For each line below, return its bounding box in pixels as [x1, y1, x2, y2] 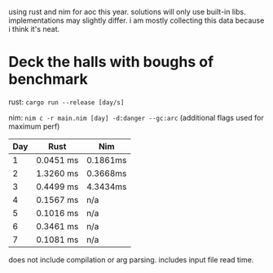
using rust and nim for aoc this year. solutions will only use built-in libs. [8, 7, 246, 16]
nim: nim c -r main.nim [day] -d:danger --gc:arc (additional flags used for [8, 112, 264, 122]
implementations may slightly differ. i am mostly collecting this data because [8, 15, 265, 25]
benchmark [8, 70, 88, 89]
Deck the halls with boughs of [8, 53, 214, 72]
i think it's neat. [8, 24, 60, 33]
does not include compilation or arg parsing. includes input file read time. [8, 254, 254, 264]
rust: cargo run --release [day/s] [8, 97, 125, 107]
